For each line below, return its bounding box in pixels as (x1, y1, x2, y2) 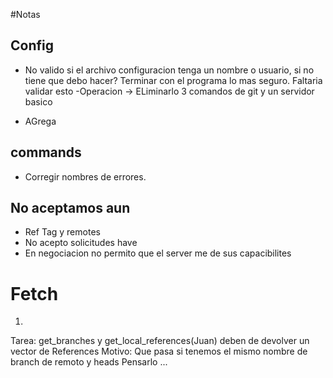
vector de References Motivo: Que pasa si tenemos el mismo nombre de (10, 345, 308, 358)
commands (10, 144, 82, 161)
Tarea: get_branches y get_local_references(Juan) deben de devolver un (10, 335, 310, 347)
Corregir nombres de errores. (24, 170, 147, 183)
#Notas (10, 9, 41, 20)
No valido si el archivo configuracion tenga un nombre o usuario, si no (24, 64, 315, 76)
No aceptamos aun (10, 200, 131, 217)
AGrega (24, 115, 57, 127)
